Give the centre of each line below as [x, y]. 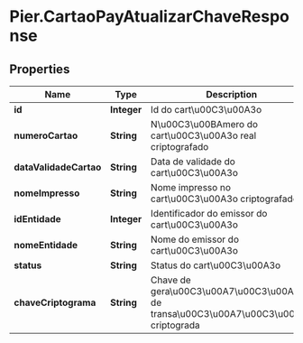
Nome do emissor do [194, 239]
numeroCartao [46, 135]
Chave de [170, 280]
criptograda [175, 325]
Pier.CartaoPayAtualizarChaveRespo [150, 17]
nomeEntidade [46, 245]
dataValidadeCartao [58, 167]
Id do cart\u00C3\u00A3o [206, 110]
